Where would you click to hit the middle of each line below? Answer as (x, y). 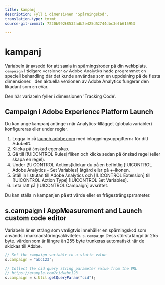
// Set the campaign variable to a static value (56, 255)
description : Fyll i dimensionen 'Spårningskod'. (57, 14)
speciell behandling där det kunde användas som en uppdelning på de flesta (83, 76)
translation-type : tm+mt (31, 19)
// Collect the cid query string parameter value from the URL (71, 268)
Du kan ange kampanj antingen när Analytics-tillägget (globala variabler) (79, 124)
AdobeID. (22, 144)
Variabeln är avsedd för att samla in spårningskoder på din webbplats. (76, 66)
